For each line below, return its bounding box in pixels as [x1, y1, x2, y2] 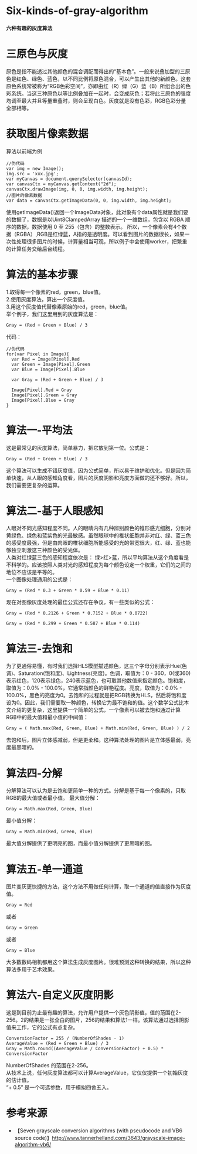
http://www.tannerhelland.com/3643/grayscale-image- [52, 1135, 186, 1142]
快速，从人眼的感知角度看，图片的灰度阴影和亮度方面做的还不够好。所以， [11, 474, 191, 481]
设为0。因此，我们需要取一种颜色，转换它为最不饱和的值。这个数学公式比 [6, 699, 184, 706]
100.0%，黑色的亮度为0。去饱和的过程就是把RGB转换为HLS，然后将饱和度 [6, 692, 187, 699]
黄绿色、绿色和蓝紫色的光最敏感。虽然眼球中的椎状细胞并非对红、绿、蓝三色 [6, 532, 191, 539]
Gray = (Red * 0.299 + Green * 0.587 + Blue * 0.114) [6, 620, 141, 627]
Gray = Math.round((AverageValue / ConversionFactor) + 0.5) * [6, 1046, 164, 1052]
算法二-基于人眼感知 [6, 504, 104, 517]
